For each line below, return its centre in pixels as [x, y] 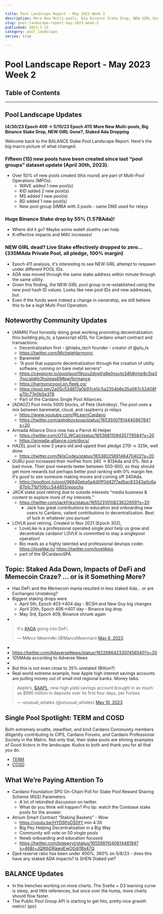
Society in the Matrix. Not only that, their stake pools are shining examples [79, 740]
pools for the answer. [41, 812]
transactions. [25, 342]
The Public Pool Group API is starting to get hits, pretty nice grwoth [79, 901]
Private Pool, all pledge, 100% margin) [78, 253]
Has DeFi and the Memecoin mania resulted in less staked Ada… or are [83, 588]
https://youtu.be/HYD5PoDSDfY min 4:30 [61, 822]
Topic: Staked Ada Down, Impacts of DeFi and [75, 569]
